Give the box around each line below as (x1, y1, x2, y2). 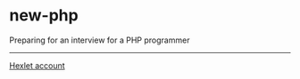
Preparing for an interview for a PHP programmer (9, 35, 190, 45)
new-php (9, 5, 79, 26)
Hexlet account (9, 59, 65, 71)
